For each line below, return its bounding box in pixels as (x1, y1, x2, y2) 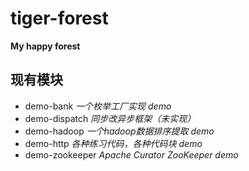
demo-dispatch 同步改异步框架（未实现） (24, 112, 197, 124)
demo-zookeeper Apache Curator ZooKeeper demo (24, 148, 239, 161)
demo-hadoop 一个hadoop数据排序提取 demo (24, 125, 215, 137)
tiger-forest (10, 7, 109, 30)
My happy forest (10, 40, 81, 52)
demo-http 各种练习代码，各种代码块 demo (24, 137, 203, 149)
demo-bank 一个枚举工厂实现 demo (24, 100, 172, 112)
